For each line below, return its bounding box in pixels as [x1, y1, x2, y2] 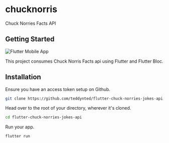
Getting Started [5, 35, 55, 43]
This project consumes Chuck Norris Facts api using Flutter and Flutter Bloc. [5, 58, 163, 64]
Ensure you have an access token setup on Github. [5, 86, 111, 92]
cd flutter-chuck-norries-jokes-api [5, 115, 82, 120]
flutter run [5, 134, 30, 139]
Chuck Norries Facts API [5, 20, 56, 26]
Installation [5, 73, 41, 81]
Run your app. [5, 124, 35, 130]
